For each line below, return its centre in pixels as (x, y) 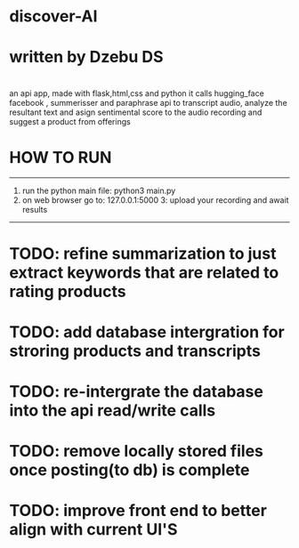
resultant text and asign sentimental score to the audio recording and (136, 112)
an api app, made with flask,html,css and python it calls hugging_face (137, 93)
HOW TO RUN (61, 157)
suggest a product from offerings (70, 121)
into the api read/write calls (113, 411)
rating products (68, 291)
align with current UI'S (93, 530)
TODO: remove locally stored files (137, 451)
